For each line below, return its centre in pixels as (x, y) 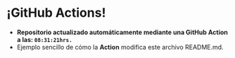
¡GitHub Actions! (56, 13)
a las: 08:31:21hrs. (44, 39)
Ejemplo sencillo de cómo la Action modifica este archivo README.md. (120, 47)
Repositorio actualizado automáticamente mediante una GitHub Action (122, 32)
